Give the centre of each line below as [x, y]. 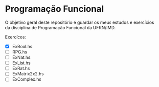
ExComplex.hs [27, 79]
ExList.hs [21, 63]
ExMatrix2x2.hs [28, 74]
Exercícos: [16, 37]
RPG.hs [20, 52]
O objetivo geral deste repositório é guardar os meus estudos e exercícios [79, 22]
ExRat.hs [21, 69]
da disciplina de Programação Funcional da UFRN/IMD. [60, 27]
